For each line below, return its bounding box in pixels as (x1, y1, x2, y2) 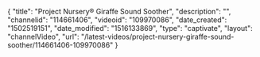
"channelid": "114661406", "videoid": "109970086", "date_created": (7, 15, 227, 25)
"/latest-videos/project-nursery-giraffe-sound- (81, 32, 235, 41)
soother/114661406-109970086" (7, 40, 114, 50)
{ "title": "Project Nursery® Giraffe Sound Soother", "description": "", (7, 7, 231, 16)
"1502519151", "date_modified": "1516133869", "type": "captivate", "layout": (7, 24, 253, 32)
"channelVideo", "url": (7, 32, 80, 41)
